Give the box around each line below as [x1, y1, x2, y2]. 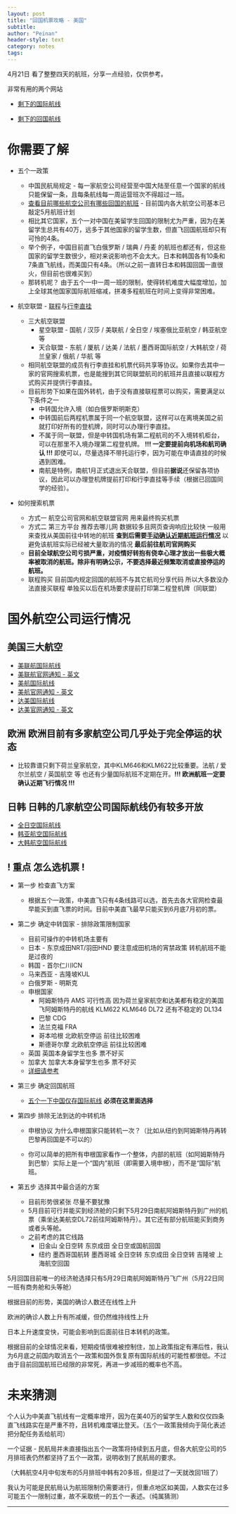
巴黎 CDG [38, 1014, 67, 1022]
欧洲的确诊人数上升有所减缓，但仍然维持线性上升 [7, 1313, 149, 1321]
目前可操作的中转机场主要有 [27, 935, 109, 943]
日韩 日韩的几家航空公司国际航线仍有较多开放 [7, 801, 204, 813]
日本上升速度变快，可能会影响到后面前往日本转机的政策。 [7, 1328, 173, 1336]
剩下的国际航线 [17, 99, 61, 108]
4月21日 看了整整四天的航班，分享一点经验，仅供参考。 [7, 70, 167, 78]
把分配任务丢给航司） [7, 1430, 69, 1438]
